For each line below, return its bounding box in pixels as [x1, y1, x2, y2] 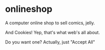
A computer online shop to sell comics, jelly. [5, 20, 95, 26]
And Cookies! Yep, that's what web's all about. [5, 29, 100, 35]
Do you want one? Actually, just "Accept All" [5, 39, 95, 45]
